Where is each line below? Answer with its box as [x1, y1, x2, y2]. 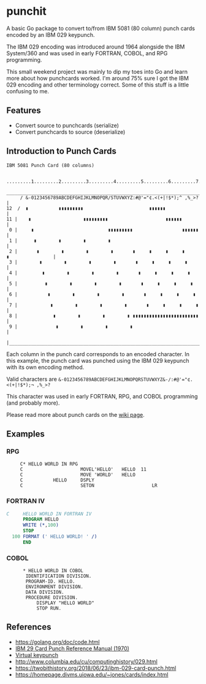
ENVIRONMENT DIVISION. [25, 584, 84, 590]
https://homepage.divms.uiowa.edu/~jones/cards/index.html [15, 670, 169, 678]
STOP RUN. [36, 605, 62, 612]
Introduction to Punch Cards [6, 146, 116, 157]
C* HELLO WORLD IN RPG [20, 461, 78, 467]
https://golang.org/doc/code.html [15, 638, 100, 645]
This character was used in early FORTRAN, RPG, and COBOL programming [6, 392, 198, 400]
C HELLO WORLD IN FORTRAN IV [6, 511, 92, 517]
